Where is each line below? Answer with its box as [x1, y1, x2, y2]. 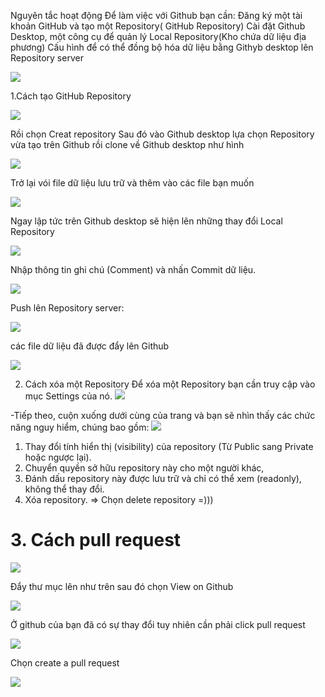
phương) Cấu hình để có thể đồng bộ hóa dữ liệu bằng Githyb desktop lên [10, 41, 314, 53]
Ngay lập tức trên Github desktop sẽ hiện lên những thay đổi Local [10, 215, 283, 227]
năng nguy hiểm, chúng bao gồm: [10, 421, 150, 433]
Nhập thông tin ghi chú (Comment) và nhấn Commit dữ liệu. [10, 264, 257, 275]
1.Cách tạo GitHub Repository [10, 90, 132, 102]
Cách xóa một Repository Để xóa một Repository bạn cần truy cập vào [24, 378, 316, 390]
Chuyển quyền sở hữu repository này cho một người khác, [24, 462, 265, 474]
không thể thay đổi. [24, 483, 105, 495]
